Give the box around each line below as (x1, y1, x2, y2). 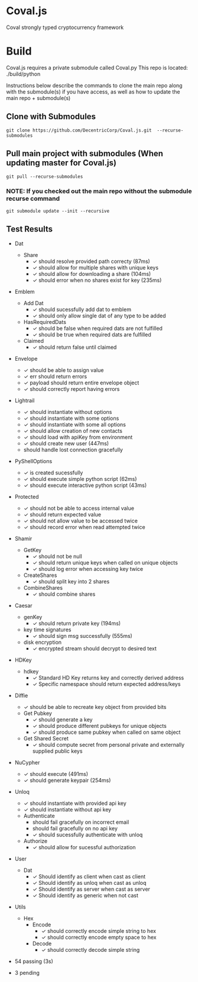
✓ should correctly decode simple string (41, 946, 140, 953)
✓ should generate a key (32, 715, 93, 723)
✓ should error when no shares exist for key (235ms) (32, 277, 162, 284)
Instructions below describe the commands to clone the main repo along (6, 82, 183, 89)
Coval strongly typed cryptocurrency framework (6, 24, 124, 31)
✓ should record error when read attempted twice (23, 523, 146, 531)
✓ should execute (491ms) (23, 770, 89, 777)
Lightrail (14, 397, 35, 404)
